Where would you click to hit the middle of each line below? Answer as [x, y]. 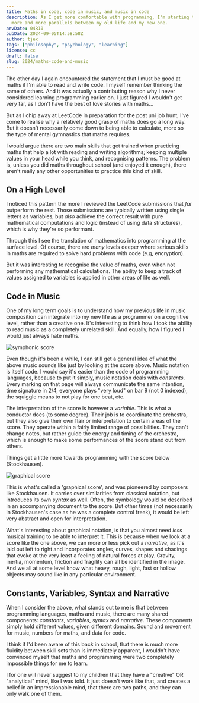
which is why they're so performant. [50, 229]
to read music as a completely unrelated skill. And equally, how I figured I [95, 329]
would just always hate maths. [43, 336]
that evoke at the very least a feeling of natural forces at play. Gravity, [91, 556]
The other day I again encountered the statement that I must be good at [93, 79]
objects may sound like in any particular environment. [71, 575]
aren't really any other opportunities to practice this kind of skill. [84, 171]
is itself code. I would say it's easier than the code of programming [87, 372]
